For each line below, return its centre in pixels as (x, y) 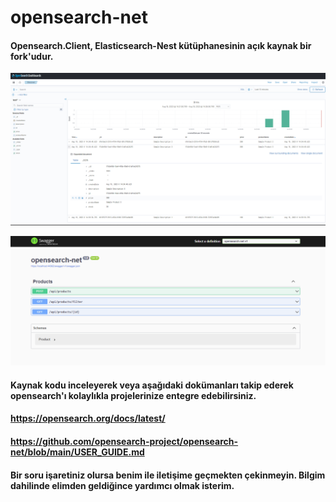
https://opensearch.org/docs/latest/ (88, 418)
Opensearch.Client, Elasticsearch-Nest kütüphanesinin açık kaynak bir (161, 45)
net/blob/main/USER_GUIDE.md (77, 452)
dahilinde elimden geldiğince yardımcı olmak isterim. (122, 485)
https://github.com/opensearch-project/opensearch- (124, 442)
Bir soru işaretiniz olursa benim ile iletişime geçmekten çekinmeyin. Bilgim (168, 475)
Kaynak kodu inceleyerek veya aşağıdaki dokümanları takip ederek (152, 385)
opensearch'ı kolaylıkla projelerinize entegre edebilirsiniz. (133, 395)
